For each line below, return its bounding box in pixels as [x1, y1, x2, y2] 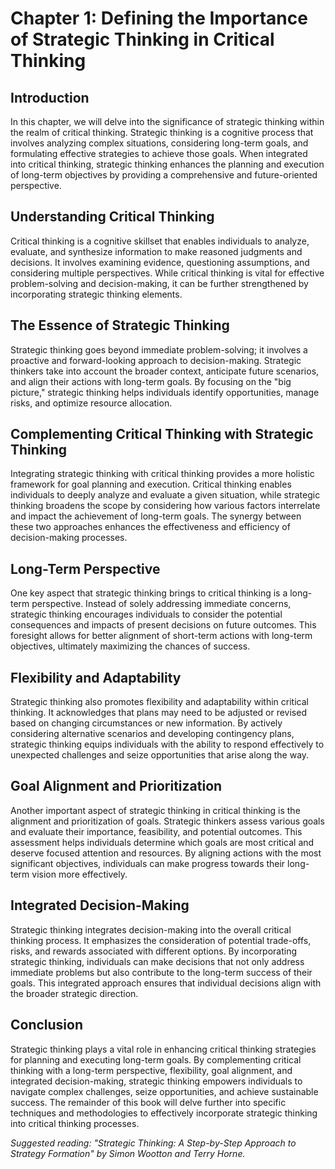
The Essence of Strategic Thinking [10, 317, 230, 334]
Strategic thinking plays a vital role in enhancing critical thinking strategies [10, 1043, 317, 1055]
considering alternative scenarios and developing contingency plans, [10, 728, 295, 740]
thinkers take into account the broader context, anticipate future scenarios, [10, 365, 320, 377]
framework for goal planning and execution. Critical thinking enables [10, 478, 292, 491]
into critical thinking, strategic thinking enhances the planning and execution [10, 158, 325, 170]
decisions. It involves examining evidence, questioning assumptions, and [10, 256, 310, 268]
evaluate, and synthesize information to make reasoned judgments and [10, 245, 303, 257]
